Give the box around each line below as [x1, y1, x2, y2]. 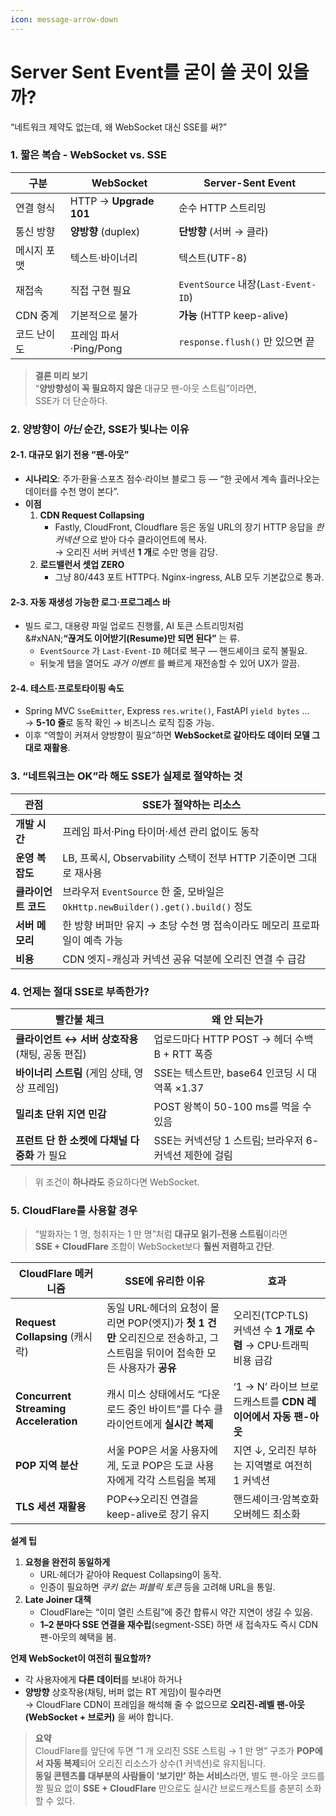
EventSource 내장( [178, 277, 261, 291]
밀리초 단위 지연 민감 [15, 1107, 107, 1121]
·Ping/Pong [69, 341, 123, 355]
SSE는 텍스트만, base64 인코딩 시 [153, 1066, 306, 1080]
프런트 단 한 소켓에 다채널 [15, 1133, 128, 1147]
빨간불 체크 [54, 1012, 105, 1026]
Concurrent [15, 1389, 72, 1403]
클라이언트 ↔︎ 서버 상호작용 [15, 1032, 139, 1046]
